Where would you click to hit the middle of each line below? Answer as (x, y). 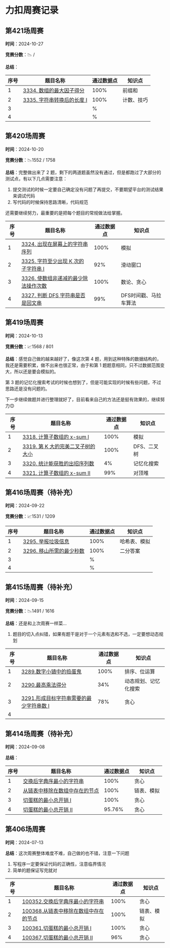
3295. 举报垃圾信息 (46, 542)
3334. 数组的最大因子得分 (54, 90)
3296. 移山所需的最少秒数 (54, 551)
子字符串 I (33, 269)
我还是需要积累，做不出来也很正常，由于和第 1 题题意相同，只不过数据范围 (83, 365)
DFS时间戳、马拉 (141, 295)
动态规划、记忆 (142, 681)
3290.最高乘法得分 (44, 685)
